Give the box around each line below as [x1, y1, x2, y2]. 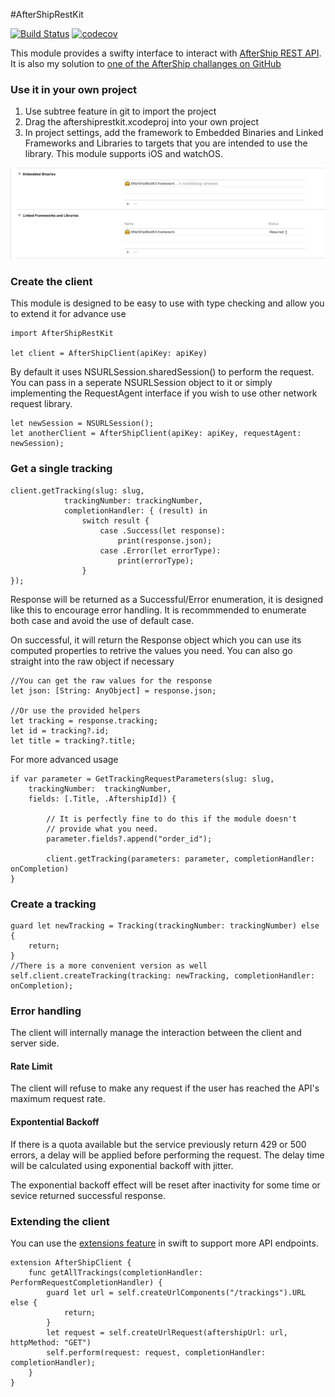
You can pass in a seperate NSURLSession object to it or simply [10, 377, 273, 389]
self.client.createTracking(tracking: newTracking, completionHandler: [10, 970, 315, 981]
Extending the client [10, 1214, 110, 1228]
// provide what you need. [46, 824, 159, 834]
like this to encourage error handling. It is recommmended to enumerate [10, 604, 307, 616]
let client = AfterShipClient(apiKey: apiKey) [10, 349, 208, 359]
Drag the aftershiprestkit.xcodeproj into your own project [24, 116, 260, 128]
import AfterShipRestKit [10, 329, 114, 339]
